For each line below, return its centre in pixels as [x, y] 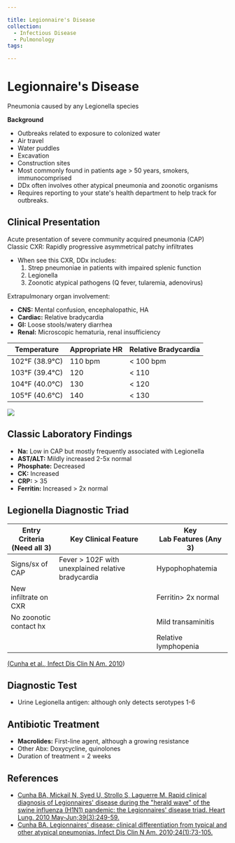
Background [26, 120]
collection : [24, 26]
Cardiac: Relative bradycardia [60, 317]
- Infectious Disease [45, 33]
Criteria [31, 539]
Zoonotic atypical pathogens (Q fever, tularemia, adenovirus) [115, 282]
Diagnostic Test [42, 685]
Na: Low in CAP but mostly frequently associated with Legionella [111, 451]
